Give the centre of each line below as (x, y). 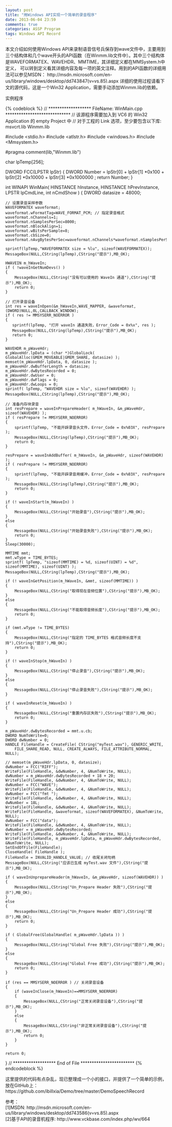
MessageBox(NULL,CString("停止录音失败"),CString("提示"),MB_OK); (84, 690)
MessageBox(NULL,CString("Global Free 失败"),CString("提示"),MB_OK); (90, 945)
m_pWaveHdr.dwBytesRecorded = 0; (41, 371)
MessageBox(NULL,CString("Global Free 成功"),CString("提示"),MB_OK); (90, 964)
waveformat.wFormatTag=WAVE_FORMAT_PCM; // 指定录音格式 (65, 213)
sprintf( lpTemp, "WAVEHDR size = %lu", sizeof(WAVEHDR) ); (71, 389)
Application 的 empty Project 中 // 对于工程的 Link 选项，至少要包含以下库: (83, 121)
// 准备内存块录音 (22, 404)
